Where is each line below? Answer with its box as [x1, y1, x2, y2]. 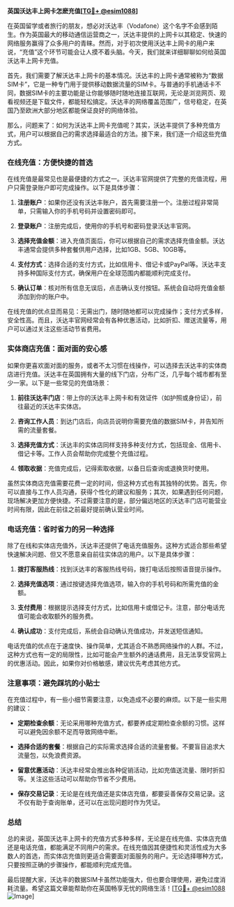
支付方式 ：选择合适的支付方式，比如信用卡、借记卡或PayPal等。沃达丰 [17, 260, 221, 269]
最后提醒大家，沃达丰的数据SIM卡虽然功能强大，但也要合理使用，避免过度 [7, 876, 220, 884]
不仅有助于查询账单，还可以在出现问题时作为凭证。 [17, 798, 164, 807]
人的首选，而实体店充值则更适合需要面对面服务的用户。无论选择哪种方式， [13, 852, 227, 860]
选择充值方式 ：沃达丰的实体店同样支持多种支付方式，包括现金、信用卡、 [17, 440, 225, 449]
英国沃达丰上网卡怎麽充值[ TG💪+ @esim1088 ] [7, 7, 139, 15]
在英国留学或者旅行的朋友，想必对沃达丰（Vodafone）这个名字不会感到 [7, 22, 212, 30]
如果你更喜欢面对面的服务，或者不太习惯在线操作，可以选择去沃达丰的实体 [7, 361, 221, 369]
